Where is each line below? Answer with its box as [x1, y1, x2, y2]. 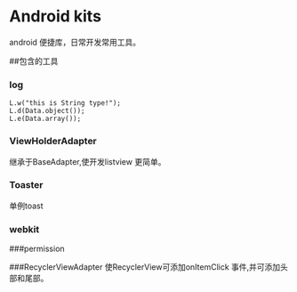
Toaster [9, 179, 44, 191]
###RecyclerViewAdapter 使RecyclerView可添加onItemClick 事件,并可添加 [9, 262, 281, 272]
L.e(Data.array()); [9, 114, 82, 124]
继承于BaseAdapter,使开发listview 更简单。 [9, 156, 166, 166]
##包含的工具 [9, 55, 59, 66]
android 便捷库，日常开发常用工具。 [9, 36, 141, 47]
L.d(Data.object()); [9, 107, 86, 116]
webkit [9, 223, 40, 235]
